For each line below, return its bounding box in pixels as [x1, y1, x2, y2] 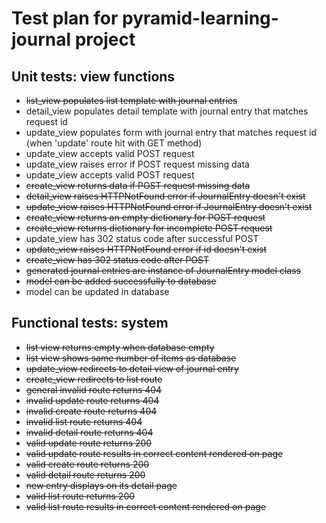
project [74, 28, 136, 51]
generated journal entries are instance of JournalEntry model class [25, 265, 301, 276]
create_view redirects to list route [25, 373, 163, 385]
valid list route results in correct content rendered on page [25, 500, 267, 512]
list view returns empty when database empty [25, 341, 215, 353]
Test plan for [11, 7, 119, 30]
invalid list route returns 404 [25, 415, 143, 427]
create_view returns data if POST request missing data [25, 180, 251, 191]
